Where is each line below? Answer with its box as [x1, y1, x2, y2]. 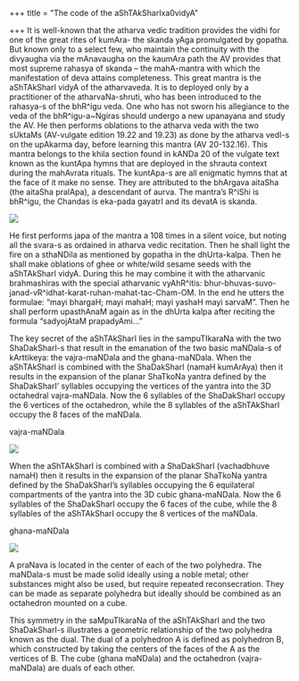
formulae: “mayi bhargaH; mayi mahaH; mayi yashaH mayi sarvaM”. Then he [9, 297, 290, 307]
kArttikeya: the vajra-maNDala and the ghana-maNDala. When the [9, 353, 252, 362]
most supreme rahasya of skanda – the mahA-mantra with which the [9, 63, 261, 73]
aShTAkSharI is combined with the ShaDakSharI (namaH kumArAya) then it [9, 362, 284, 372]
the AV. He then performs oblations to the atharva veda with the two [9, 120, 259, 131]
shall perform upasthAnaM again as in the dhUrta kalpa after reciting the [9, 306, 275, 317]
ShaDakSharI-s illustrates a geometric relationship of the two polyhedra [9, 625, 273, 634]
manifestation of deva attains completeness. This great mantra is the [9, 72, 262, 83]
